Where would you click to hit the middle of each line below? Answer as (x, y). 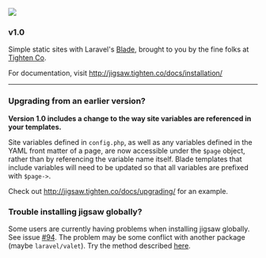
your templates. (35, 127)
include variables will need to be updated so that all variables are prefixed (129, 167)
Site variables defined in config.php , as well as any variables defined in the (130, 142)
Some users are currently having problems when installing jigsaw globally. (129, 229)
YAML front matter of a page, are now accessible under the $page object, (127, 150)
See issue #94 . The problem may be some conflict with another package (127, 237)
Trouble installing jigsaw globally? (75, 211)
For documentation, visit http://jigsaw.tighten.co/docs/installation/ (116, 73)
